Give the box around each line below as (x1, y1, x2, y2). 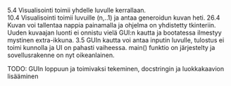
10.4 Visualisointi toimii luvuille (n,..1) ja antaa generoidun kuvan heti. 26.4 (7, 13, 220, 22)
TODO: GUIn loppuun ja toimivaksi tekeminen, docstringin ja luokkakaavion (7, 65, 225, 73)
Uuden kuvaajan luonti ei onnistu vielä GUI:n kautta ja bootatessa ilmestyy (7, 28, 222, 37)
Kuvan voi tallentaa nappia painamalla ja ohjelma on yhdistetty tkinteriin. (7, 21, 216, 29)
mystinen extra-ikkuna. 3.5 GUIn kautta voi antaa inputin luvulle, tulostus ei (7, 36, 225, 44)
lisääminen (7, 72, 39, 80)
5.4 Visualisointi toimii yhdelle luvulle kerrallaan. (7, 6, 146, 14)
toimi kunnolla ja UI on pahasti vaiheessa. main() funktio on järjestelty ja (7, 44, 216, 51)
